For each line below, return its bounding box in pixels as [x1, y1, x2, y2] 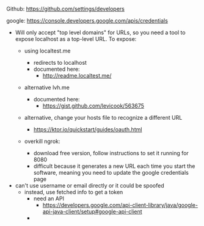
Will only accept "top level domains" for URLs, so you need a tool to [15, 29, 186, 36]
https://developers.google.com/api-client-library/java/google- [42, 202, 199, 208]
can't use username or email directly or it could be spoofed [15, 182, 164, 189]
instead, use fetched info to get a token [24, 189, 123, 195]
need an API [33, 195, 64, 202]
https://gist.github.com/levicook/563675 [42, 102, 145, 109]
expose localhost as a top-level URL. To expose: [15, 35, 137, 42]
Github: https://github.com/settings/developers [6, 5, 125, 12]
